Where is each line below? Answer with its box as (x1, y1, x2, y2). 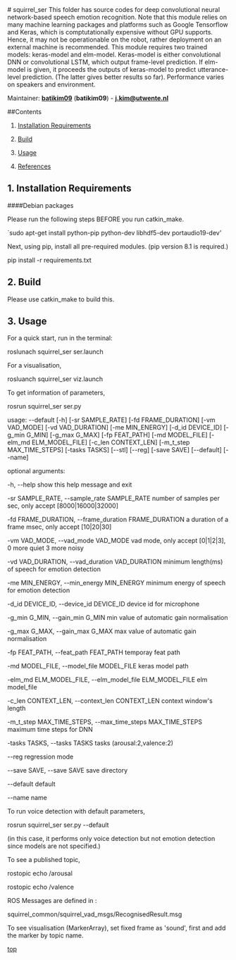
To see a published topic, (7, 856, 81, 864)
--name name (7, 794, 47, 802)
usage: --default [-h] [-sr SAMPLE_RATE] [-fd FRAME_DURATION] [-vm (7, 416, 216, 424)
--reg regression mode (7, 752, 74, 761)
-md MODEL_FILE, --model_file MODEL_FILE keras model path (7, 662, 189, 671)
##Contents (7, 108, 42, 116)
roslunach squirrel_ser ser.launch (7, 347, 104, 356)
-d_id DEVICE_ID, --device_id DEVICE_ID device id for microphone (7, 600, 200, 609)
